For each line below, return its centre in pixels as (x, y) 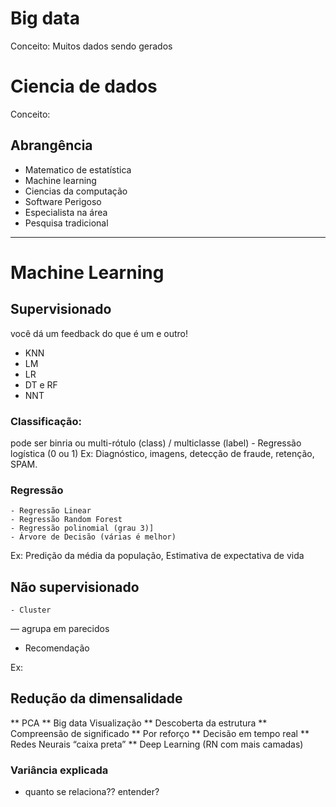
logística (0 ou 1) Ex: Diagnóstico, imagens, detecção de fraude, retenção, (162, 453)
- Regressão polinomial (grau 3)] (82, 528)
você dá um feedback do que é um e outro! (99, 333)
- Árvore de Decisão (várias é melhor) (93, 537)
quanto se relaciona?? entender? (92, 792)
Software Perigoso (63, 201)
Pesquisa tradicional (66, 223)
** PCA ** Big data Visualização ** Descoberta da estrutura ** (139, 723)
